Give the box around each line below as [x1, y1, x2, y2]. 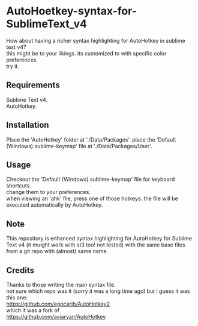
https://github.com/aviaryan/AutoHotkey [6, 313, 106, 320]
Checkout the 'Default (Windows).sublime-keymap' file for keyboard [6, 176, 175, 183]
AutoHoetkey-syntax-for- [6, 4, 137, 18]
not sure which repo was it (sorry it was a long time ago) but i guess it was [6, 287, 190, 295]
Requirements [6, 80, 60, 90]
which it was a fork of [6, 307, 60, 314]
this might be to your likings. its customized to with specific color [6, 49, 167, 57]
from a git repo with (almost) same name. [6, 248, 109, 255]
